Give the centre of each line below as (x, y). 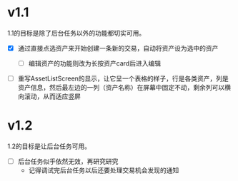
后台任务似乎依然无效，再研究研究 (68, 162)
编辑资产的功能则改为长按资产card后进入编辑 (95, 63)
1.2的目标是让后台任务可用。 (49, 146)
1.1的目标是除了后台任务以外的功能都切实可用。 (76, 33)
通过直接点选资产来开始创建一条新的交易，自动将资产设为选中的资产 (118, 48)
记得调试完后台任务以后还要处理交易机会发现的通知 (104, 170)
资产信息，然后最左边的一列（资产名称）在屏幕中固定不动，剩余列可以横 (124, 88)
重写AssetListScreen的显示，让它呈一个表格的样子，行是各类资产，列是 (123, 78)
